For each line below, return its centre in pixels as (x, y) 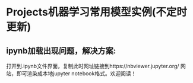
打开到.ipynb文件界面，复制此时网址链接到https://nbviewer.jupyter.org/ (93, 66)
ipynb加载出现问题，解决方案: (61, 51)
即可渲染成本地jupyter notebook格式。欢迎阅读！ (76, 74)
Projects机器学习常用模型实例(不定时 (97, 12)
